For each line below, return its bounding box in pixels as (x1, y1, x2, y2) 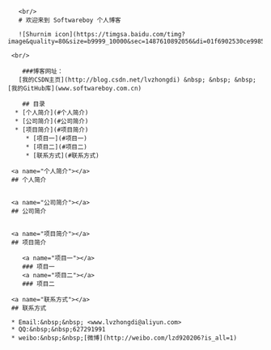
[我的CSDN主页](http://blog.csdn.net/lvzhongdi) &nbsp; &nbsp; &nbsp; (18, 76, 256, 84)
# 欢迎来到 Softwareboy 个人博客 (18, 16, 121, 24)
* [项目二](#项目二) (25, 143, 88, 151)
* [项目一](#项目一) (25, 134, 88, 142)
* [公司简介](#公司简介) (15, 117, 89, 125)
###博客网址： (22, 67, 64, 75)
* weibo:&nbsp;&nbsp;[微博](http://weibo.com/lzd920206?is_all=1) (11, 334, 238, 342)
